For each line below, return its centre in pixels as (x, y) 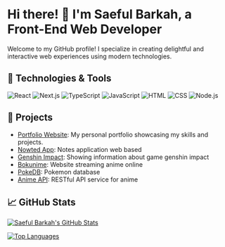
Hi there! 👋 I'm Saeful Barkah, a (99, 14)
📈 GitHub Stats (41, 202)
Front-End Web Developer (85, 29)
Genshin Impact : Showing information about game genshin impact (113, 157)
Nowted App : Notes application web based (79, 149)
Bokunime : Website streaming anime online (80, 164)
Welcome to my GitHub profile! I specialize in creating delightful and (105, 49)
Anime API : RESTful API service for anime (78, 179)
